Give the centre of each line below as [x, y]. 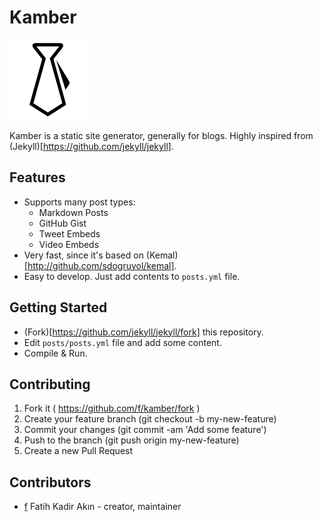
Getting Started [58, 307]
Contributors [50, 482]
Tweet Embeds [69, 233]
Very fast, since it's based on [83, 255]
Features [37, 177]
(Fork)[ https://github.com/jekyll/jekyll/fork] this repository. [143, 332]
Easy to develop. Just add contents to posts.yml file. [132, 276]
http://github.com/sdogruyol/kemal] [101, 265]
